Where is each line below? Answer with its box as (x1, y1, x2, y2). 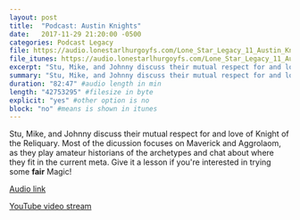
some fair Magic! (9, 167, 72, 177)
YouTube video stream (9, 201, 92, 212)
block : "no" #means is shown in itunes (9, 104, 158, 113)
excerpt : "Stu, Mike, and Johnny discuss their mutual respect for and (9, 63, 281, 72)
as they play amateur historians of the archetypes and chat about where (9, 148, 275, 159)
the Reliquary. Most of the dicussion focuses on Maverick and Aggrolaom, (9, 138, 281, 149)
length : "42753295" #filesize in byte (9, 87, 154, 96)
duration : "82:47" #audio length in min (9, 79, 162, 88)
